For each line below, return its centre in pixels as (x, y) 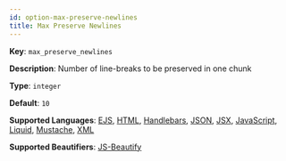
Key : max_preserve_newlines (61, 51)
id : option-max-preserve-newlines (74, 17)
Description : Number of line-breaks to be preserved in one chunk (130, 68)
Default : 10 (30, 102)
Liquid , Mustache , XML (52, 129)
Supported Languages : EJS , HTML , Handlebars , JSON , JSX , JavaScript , (143, 120)
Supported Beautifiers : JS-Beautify (76, 147)
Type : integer (35, 85)
